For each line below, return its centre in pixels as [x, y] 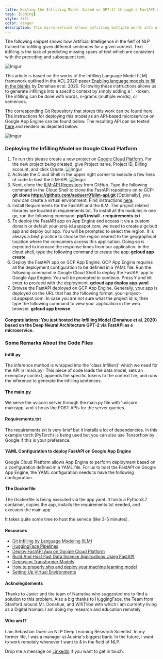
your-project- [128, 293]
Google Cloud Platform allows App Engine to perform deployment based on [80, 462]
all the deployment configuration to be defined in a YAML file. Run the [81, 267]
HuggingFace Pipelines [35, 546]
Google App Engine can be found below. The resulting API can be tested [77, 121]
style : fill [17, 18]
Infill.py [13, 354]
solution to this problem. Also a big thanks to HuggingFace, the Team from [79, 599]
